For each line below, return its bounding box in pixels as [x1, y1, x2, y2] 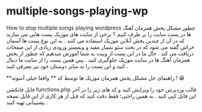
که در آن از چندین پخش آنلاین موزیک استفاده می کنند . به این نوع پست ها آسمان [6, 37, 185, 44]
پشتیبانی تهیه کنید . [6, 98, 48, 106]
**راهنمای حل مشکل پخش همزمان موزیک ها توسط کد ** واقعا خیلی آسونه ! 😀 [6, 74, 185, 81]
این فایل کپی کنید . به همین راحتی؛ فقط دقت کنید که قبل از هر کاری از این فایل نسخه [6, 92, 196, 99]
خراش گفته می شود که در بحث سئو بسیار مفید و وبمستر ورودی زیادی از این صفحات [6, 43, 195, 51]
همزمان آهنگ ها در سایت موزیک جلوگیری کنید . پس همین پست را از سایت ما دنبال [6, 56, 190, 63]
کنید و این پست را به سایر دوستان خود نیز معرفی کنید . [6, 62, 128, 70]
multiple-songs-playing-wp [6, 4, 148, 18]
